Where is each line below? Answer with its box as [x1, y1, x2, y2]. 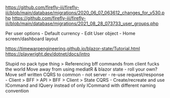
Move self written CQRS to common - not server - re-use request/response [5, 72, 164, 78]
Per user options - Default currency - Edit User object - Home [5, 30, 136, 36]
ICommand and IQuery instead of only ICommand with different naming [5, 82, 156, 88]
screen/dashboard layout [5, 36, 58, 42]
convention [5, 88, 29, 93]
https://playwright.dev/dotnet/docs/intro [5, 51, 91, 57]
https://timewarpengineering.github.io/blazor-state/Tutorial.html [5, 46, 140, 51]
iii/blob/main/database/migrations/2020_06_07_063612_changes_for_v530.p [5, 10, 165, 16]
